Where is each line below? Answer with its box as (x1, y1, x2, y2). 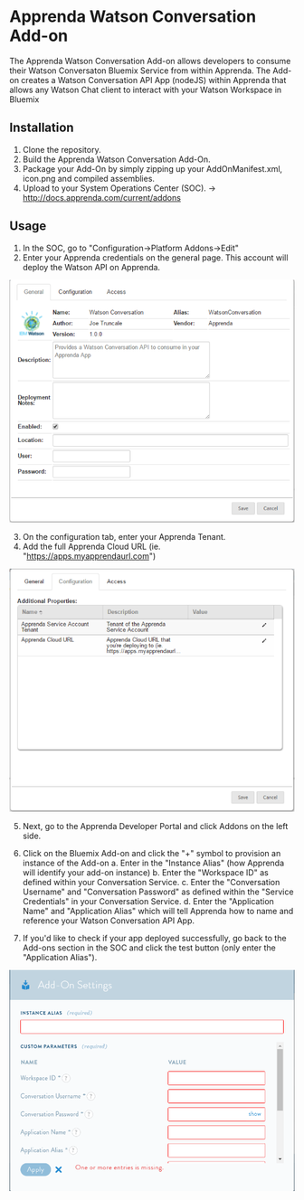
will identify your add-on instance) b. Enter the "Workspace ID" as (22, 866, 269, 878)
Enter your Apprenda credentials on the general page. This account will (22, 251, 289, 263)
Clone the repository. (22, 144, 101, 155)
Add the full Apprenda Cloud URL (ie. (22, 541, 161, 552)
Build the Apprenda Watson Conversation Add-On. (22, 154, 211, 165)
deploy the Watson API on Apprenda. (22, 261, 161, 272)
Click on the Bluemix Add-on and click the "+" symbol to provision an (22, 847, 281, 858)
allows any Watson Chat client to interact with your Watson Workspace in (9, 84, 282, 95)
